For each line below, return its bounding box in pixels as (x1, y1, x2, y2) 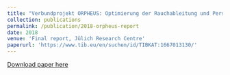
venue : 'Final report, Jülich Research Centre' (7, 35, 146, 42)
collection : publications (7, 16, 81, 23)
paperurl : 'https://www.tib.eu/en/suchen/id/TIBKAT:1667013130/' (7, 42, 197, 48)
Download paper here (7, 61, 68, 68)
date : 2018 (7, 29, 38, 36)
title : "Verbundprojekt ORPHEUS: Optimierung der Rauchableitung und (7, 10, 210, 17)
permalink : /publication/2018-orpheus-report (7, 22, 139, 29)
